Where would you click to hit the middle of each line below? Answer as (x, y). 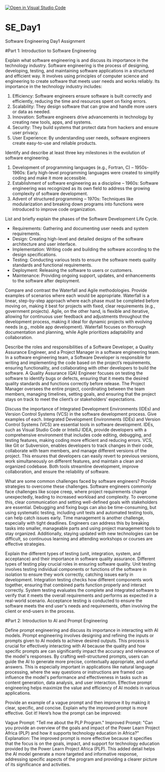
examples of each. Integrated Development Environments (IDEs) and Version (83, 419)
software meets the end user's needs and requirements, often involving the (81, 605)
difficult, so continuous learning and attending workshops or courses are (79, 538)
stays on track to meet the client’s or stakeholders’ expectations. (71, 399)
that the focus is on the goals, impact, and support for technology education (82, 743)
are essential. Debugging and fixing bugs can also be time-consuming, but (81, 507)
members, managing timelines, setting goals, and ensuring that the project (81, 394)
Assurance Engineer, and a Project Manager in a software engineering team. (82, 352)
